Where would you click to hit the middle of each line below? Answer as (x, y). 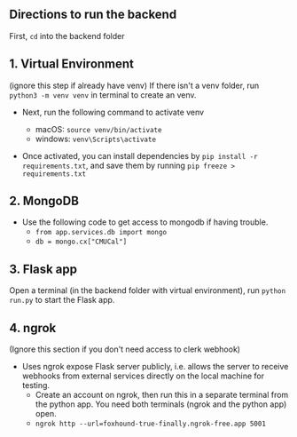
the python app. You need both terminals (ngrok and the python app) (161, 404)
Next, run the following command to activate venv (113, 112)
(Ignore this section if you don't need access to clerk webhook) (125, 349)
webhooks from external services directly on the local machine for (143, 376)
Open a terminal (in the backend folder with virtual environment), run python (148, 290)
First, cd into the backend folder (67, 36)
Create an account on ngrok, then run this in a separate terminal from (162, 395)
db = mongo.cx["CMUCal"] (81, 242)
